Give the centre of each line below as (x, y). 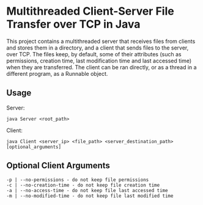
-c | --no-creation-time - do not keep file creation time (83, 185)
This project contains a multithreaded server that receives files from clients (101, 41)
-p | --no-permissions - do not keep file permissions (78, 180)
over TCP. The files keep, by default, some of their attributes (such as (94, 54)
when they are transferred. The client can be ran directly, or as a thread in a (102, 67)
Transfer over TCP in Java (73, 24)
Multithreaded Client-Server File (90, 11)
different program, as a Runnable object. (57, 73)
